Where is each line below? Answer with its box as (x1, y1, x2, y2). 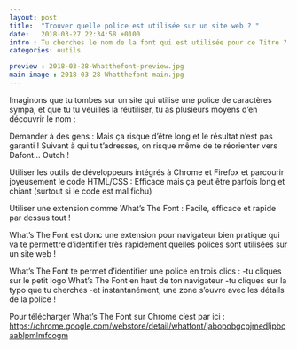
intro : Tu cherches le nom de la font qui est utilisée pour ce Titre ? (9, 37, 288, 47)
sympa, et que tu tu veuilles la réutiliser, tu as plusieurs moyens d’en (9, 104, 258, 115)
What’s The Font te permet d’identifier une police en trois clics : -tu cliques (9, 266, 282, 276)
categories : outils (9, 46, 82, 55)
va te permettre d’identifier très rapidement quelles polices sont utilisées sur (9, 239, 288, 250)
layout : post (9, 12, 58, 22)
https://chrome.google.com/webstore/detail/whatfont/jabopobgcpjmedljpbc (9, 321, 286, 331)
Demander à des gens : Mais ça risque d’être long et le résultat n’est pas (9, 131, 273, 141)
